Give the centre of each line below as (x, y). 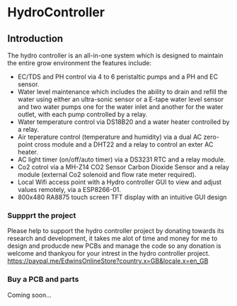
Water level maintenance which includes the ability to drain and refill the (122, 92)
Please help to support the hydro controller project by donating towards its (116, 231)
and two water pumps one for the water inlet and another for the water (120, 107)
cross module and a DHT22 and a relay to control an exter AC (124, 144)
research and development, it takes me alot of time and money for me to (112, 239)
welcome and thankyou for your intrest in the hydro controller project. (109, 254)
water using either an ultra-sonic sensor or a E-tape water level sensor (121, 99)
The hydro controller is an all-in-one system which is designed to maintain (115, 55)
